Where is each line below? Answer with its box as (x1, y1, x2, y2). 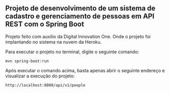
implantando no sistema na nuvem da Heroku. (5, 39, 102, 45)
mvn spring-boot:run (5, 58, 50, 64)
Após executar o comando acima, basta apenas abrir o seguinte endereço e (5, 67, 165, 73)
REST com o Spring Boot (5, 20, 84, 28)
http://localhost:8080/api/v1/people (5, 82, 86, 88)
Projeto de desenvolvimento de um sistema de (5, 4, 156, 13)
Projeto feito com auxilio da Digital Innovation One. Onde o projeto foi (5, 33, 151, 40)
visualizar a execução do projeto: (5, 73, 75, 79)
